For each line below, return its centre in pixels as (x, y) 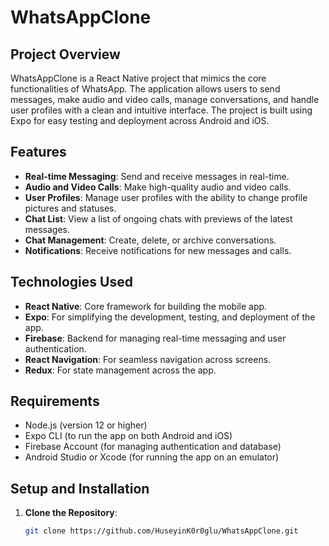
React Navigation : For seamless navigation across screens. (148, 359)
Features (38, 152)
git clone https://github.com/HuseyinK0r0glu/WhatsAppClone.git (161, 531)
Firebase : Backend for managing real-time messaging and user (155, 338)
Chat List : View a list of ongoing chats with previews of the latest (158, 218)
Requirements (55, 401)
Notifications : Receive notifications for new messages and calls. (158, 250)
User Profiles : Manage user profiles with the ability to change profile (166, 197)
